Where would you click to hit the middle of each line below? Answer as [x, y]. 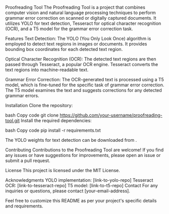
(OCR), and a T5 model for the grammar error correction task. [69, 29]
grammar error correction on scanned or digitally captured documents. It [81, 18]
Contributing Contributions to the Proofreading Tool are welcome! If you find [84, 150]
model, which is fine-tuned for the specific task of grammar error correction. [85, 85]
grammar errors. [22, 96]
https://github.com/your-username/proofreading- [111, 115]
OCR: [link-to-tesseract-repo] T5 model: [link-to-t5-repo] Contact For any [81, 185]
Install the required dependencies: [56, 120]
